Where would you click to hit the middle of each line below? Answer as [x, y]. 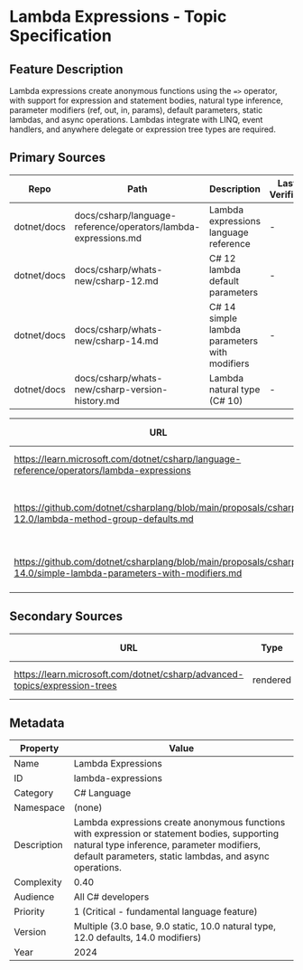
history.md [97, 400]
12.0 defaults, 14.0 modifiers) [138, 937]
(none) [88, 808]
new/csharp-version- [121, 389]
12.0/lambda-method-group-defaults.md [104, 519]
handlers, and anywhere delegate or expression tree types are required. [143, 129]
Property [39, 749]
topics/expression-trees [65, 685]
